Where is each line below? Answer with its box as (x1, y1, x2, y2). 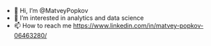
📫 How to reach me (13, 21, 72, 30)
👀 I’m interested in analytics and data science (13, 14, 144, 22)
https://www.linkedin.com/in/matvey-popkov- (72, 21, 204, 30)
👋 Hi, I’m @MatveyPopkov (13, 7, 88, 14)
